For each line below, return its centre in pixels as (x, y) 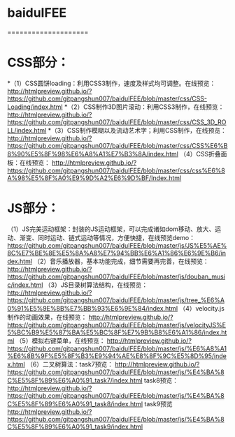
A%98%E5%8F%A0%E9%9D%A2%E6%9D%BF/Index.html (94, 178)
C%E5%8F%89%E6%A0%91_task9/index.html (75, 427)
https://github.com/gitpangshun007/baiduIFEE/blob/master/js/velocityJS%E (116, 325)
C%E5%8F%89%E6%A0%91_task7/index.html (75, 380)
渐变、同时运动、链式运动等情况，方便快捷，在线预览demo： (107, 237)
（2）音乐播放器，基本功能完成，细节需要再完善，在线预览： (122, 261)
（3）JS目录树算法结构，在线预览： (96, 285)
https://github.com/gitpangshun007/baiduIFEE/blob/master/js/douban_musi (116, 276)
